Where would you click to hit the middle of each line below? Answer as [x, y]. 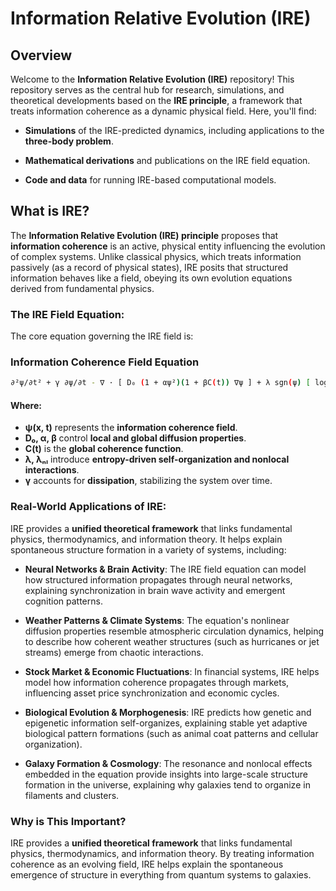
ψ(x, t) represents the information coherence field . [131, 428]
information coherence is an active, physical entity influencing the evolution [168, 246]
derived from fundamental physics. [82, 288]
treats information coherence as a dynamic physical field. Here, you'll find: [163, 111]
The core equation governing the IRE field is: [102, 336]
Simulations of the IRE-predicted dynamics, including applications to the [174, 130]
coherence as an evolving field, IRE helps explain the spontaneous [147, 864]
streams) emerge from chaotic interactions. [114, 652]
